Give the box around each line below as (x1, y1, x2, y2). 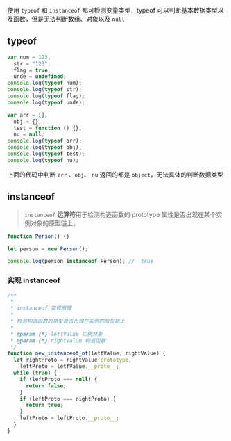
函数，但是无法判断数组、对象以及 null (12, 15, 125, 23)
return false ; (25, 382, 67, 390)
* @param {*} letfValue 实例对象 (10, 330, 103, 337)
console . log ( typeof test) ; (7, 150, 85, 158)
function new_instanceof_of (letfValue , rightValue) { (7, 350, 166, 357)
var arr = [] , (7, 111, 49, 118)
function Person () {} (7, 232, 70, 240)
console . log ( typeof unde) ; (7, 99, 85, 106)
